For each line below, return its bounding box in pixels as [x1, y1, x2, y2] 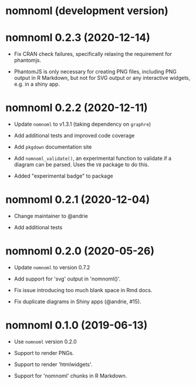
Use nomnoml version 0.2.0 [13, 338, 77, 345]
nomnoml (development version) [5, 4, 168, 18]
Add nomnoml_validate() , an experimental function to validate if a [13, 155, 171, 162]
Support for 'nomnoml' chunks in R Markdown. [13, 372, 127, 379]
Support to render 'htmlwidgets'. [13, 360, 93, 368]
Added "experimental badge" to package [13, 172, 113, 180]
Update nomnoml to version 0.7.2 [13, 263, 90, 271]
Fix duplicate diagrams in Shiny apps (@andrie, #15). [13, 298, 141, 305]
